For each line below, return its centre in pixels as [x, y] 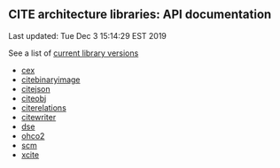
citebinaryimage [51, 80]
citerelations [44, 107]
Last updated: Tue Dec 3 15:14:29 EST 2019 [88, 35]
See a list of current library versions [74, 53]
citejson [35, 88]
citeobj [34, 98]
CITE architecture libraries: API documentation [140, 15]
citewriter [39, 117]
